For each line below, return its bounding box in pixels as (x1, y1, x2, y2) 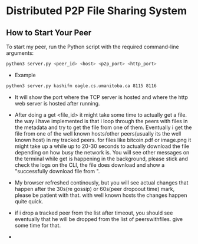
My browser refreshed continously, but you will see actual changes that (14, 179, 189, 186)
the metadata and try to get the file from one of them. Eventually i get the (14, 124, 192, 131)
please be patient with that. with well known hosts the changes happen (14, 192, 187, 199)
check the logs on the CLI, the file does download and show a (14, 161, 165, 169)
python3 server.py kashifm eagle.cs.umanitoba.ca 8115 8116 (6, 83, 157, 89)
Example (14, 71, 37, 78)
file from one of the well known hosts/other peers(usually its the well (14, 130, 181, 137)
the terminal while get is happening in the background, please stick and (14, 155, 189, 162)
